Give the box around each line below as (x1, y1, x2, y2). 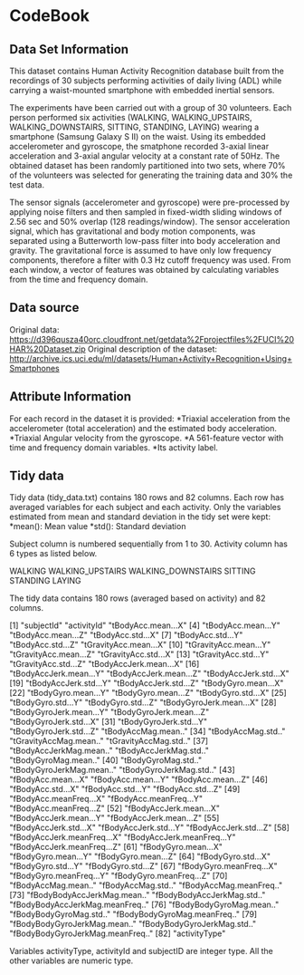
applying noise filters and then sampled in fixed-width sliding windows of (9, 207, 282, 217)
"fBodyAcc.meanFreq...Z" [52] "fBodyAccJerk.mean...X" (9, 803, 220, 814)
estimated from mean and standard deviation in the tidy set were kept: (9, 511, 271, 522)
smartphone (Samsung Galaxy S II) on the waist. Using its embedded (9, 131, 266, 141)
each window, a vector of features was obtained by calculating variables (9, 265, 280, 275)
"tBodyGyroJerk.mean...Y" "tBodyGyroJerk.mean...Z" (9, 707, 210, 718)
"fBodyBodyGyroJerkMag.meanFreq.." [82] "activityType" (9, 928, 226, 939)
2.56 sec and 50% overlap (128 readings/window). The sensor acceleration (9, 217, 290, 227)
